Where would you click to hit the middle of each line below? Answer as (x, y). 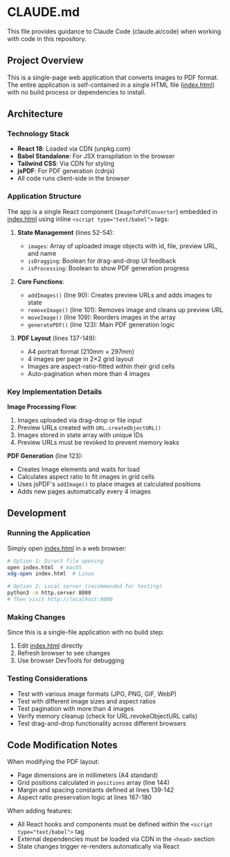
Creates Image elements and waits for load (78, 469)
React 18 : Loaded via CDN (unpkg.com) (74, 149)
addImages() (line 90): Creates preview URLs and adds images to (120, 295)
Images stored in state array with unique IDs (80, 435)
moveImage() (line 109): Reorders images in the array (101, 317)
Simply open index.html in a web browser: (67, 548)
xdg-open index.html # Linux (51, 574)
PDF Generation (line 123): (45, 456)
